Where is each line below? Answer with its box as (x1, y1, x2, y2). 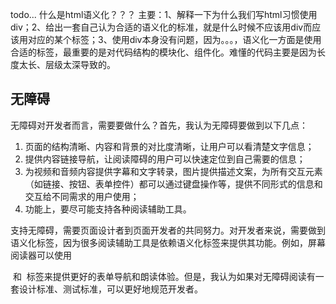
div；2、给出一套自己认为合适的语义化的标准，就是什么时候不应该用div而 (10, 21, 313, 33)
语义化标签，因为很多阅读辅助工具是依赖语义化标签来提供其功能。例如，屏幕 (10, 236, 326, 248)
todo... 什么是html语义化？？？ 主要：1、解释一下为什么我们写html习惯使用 (10, 9, 318, 20)
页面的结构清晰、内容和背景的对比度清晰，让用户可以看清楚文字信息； (24, 140, 315, 152)
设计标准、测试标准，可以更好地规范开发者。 (18, 283, 203, 295)
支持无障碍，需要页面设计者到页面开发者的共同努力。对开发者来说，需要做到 (10, 224, 326, 236)
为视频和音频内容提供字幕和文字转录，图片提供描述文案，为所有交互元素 (24, 165, 323, 177)
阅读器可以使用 (10, 249, 72, 261)
